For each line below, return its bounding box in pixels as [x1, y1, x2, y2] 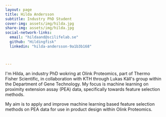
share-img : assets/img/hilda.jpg [5, 26, 74, 31]
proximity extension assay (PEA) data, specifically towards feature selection [5, 86, 160, 92]
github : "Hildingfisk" [9, 39, 56, 44]
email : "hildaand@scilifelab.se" [9, 35, 79, 40]
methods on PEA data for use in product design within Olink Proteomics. [5, 106, 153, 112]
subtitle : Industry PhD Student [5, 16, 72, 21]
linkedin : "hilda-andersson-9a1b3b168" [9, 44, 92, 49]
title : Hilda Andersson [5, 12, 55, 17]
